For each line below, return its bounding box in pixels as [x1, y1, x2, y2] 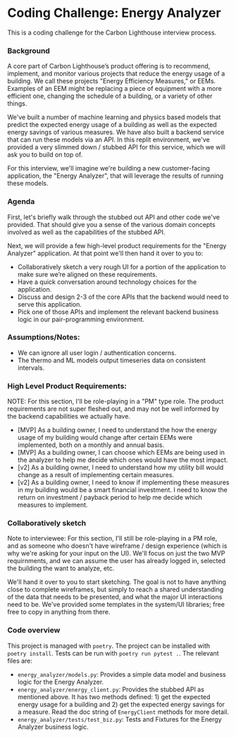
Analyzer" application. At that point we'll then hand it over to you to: [7, 249, 204, 257]
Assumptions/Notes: [7, 333, 80, 343]
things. [7, 99, 27, 108]
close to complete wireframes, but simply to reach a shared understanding [7, 585, 224, 594]
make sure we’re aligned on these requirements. [17, 270, 158, 278]
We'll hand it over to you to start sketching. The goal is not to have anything [7, 578, 227, 586]
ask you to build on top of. [7, 150, 83, 159]
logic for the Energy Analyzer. [17, 677, 104, 686]
